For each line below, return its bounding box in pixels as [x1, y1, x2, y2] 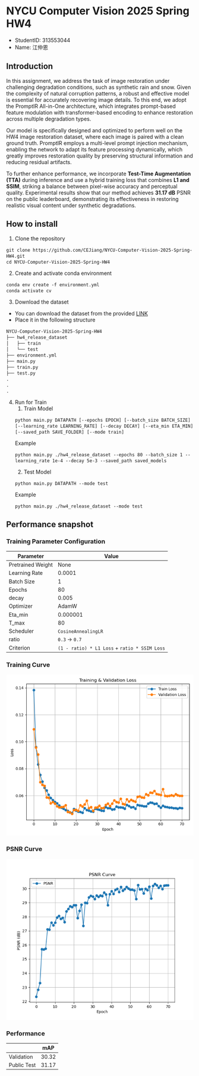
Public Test [8, 1061, 36, 1068]
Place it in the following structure [14, 316, 96, 323]
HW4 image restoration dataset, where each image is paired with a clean [6, 133, 184, 140]
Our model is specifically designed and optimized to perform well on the [6, 126, 183, 134]
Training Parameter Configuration [6, 537, 106, 545]
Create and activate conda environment [14, 270, 112, 277]
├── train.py [6, 364, 39, 370]
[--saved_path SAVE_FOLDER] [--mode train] [14, 429, 125, 435]
